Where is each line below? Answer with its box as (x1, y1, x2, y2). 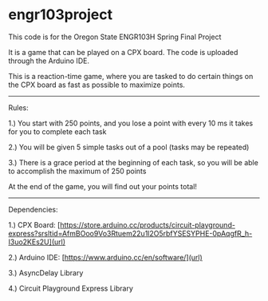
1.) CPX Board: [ (8, 220, 61, 229)
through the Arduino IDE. (8, 56, 90, 65)
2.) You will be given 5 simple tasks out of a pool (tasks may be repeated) (8, 142, 250, 152)
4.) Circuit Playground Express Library (8, 283, 134, 293)
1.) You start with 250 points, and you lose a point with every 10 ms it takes (8, 118, 254, 128)
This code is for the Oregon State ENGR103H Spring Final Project (8, 32, 222, 42)
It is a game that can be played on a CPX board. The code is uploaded (8, 47, 238, 57)
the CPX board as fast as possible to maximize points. (8, 80, 186, 89)
